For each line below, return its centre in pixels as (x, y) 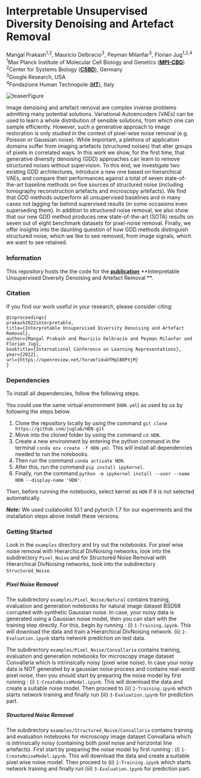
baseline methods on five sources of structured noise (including (104, 185)
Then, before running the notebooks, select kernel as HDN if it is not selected (100, 492)
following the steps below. (39, 411)
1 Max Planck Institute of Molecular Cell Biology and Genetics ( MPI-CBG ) (96, 62)
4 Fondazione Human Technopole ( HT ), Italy (60, 84)
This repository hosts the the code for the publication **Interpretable (93, 271)
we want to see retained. (37, 242)
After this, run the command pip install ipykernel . (79, 467)
